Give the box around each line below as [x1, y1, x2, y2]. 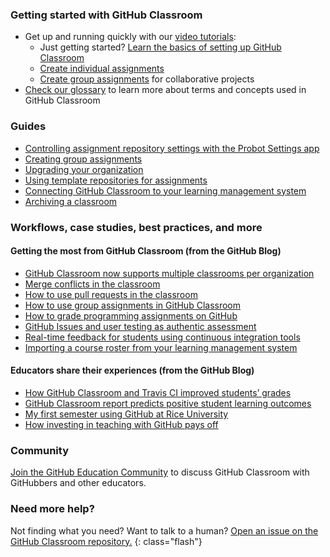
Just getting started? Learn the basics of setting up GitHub [39, 41, 282, 53]
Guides [10, 119, 47, 133]
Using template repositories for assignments [24, 174, 208, 186]
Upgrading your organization [24, 163, 144, 175]
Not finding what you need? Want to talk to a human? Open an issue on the [10, 524, 319, 537]
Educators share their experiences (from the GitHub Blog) [10, 364, 255, 377]
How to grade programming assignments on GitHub [24, 309, 238, 322]
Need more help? [10, 502, 95, 516]
